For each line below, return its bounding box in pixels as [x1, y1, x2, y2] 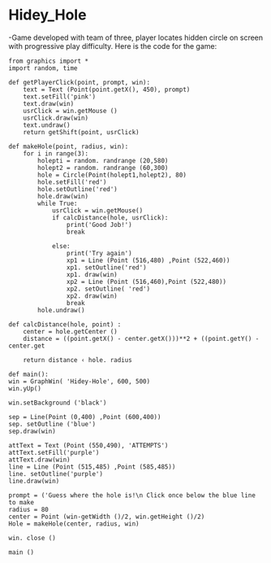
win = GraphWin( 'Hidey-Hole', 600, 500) [8, 377, 151, 386]
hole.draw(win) [37, 192, 89, 200]
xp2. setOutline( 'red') [66, 285, 151, 293]
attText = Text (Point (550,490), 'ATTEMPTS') [8, 441, 169, 449]
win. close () [8, 534, 57, 542]
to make [8, 498, 35, 506]
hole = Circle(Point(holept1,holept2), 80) [37, 171, 187, 179]
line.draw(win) [8, 477, 60, 485]
